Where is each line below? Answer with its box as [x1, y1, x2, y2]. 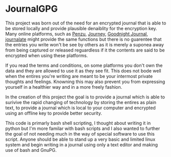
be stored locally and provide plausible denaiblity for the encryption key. [5, 25, 157, 31]
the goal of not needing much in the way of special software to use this [5, 130, 155, 137]
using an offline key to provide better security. [5, 110, 102, 116]
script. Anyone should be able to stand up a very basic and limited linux [5, 136, 156, 142]
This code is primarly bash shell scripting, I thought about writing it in [5, 120, 151, 126]
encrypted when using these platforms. [5, 52, 88, 59]
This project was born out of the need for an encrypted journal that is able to [5, 20, 166, 26]
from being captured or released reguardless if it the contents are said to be [5, 47, 165, 53]
